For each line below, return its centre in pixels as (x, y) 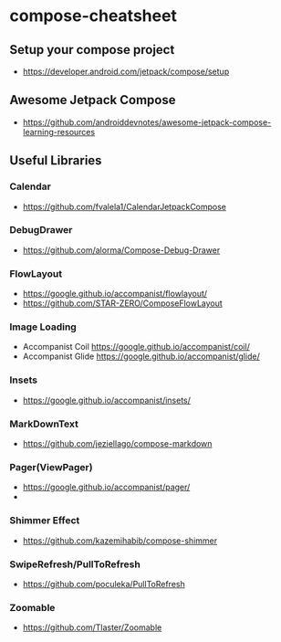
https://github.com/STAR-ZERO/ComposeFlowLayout (123, 303)
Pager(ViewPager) (51, 467)
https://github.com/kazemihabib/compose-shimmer (120, 541)
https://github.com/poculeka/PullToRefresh (104, 584)
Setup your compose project (92, 50)
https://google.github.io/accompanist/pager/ (106, 487)
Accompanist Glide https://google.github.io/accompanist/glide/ (141, 356)
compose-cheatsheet (94, 16)
